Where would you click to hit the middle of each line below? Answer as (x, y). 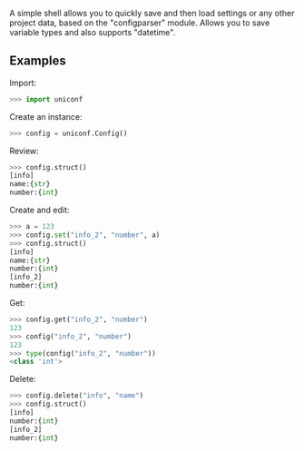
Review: (24, 151)
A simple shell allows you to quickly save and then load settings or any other (152, 13)
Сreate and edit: (39, 210)
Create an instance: (46, 116)
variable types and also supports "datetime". (93, 32)
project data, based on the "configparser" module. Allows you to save (140, 23)
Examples (38, 61)
